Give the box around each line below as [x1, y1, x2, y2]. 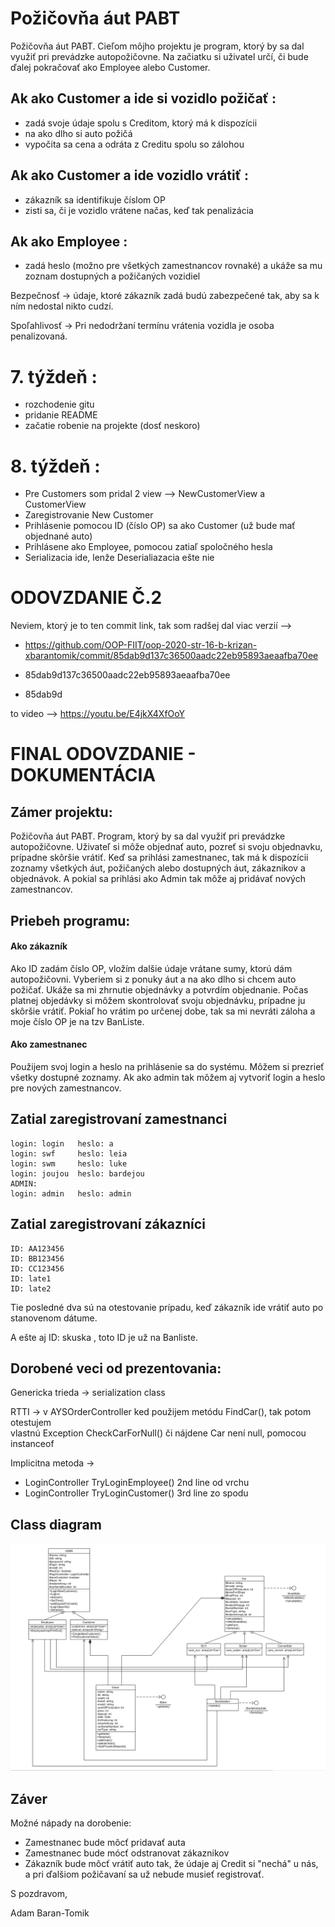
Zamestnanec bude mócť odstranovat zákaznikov [24, 1847, 230, 1859]
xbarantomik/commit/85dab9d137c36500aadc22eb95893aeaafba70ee [24, 650, 319, 662]
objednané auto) [24, 530, 93, 542]
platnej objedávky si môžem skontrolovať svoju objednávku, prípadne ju [10, 994, 306, 1006]
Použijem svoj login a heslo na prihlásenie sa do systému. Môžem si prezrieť [10, 1060, 325, 1072]
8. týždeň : [10, 455, 101, 477]
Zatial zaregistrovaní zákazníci [10, 1216, 206, 1233]
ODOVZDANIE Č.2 [10, 587, 163, 609]
